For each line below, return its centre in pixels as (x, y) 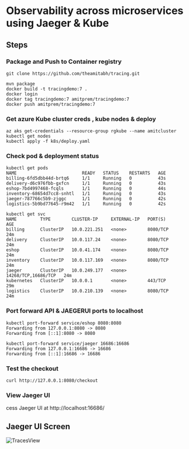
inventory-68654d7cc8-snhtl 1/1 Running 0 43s (86, 194)
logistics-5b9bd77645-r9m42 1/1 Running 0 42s (86, 204)
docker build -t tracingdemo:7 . (47, 89)
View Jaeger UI (28, 395)
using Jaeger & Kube (58, 23)
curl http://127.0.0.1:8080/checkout (52, 381)
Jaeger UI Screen (38, 426)
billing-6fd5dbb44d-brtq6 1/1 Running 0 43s (86, 179)
